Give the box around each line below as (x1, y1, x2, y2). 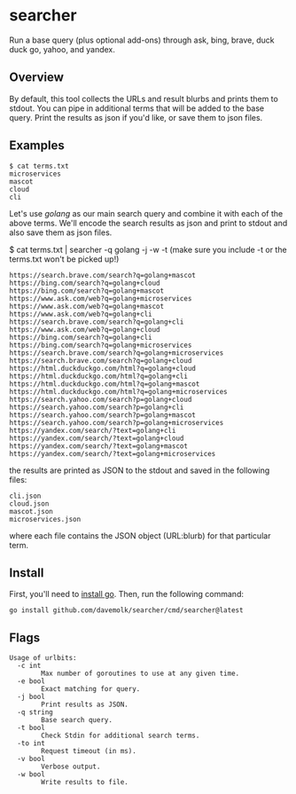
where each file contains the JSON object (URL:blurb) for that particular (9, 530, 271, 541)
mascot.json (9, 507, 53, 515)
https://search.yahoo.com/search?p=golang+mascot (9, 410, 197, 420)
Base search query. (41, 716, 113, 725)
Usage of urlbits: (9, 654, 77, 663)
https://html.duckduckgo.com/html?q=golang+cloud (9, 364, 197, 373)
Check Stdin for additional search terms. (41, 731, 200, 741)
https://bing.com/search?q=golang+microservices (9, 341, 192, 350)
